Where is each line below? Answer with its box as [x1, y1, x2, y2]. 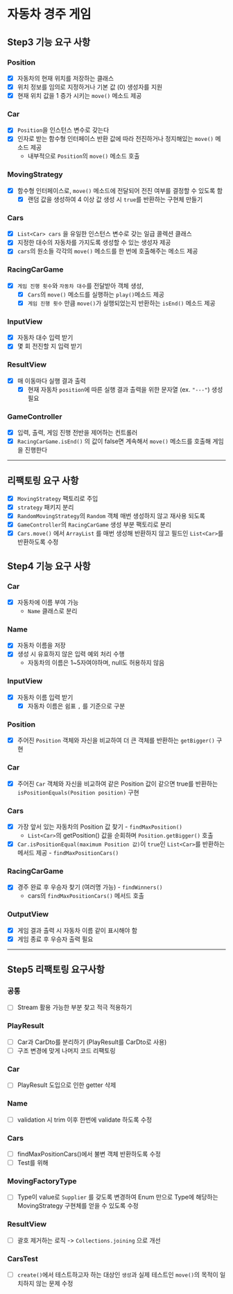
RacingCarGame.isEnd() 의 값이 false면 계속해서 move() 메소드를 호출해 [17, 437, 212, 445]
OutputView [7, 909, 49, 919]
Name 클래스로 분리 [27, 607, 78, 615]
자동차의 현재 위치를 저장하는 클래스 [17, 74, 114, 82]
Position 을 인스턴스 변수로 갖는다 [17, 126, 110, 134]
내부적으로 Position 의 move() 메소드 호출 [27, 152, 140, 160]
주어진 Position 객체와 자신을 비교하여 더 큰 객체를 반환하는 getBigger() [17, 736, 215, 745]
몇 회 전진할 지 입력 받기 [17, 342, 83, 351]
